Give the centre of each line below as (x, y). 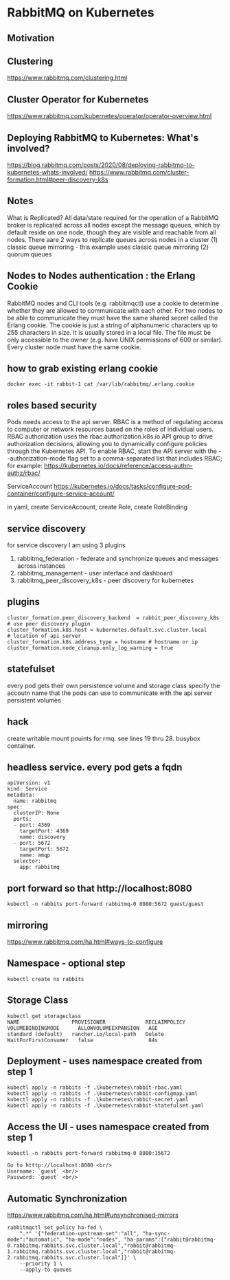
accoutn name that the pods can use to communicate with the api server (110, 693)
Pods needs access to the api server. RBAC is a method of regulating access (115, 422)
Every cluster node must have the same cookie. (74, 347)
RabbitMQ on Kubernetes (81, 13)
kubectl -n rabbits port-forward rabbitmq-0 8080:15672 (89, 1154)
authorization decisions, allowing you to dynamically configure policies (107, 444)
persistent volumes (34, 700)
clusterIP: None (36, 813)
